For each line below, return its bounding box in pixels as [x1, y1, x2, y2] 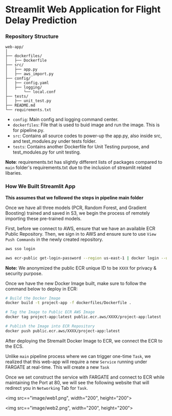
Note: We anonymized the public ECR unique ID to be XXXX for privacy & [5, 264, 157, 271]
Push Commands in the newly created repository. [5, 236, 103, 242]
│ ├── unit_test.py [5, 99, 52, 104]
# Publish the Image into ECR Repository [5, 324, 95, 329]
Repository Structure [5, 33, 59, 40]
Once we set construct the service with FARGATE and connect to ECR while [5, 374, 165, 380]
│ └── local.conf [5, 89, 56, 94]
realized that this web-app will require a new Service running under [5, 358, 147, 365]
